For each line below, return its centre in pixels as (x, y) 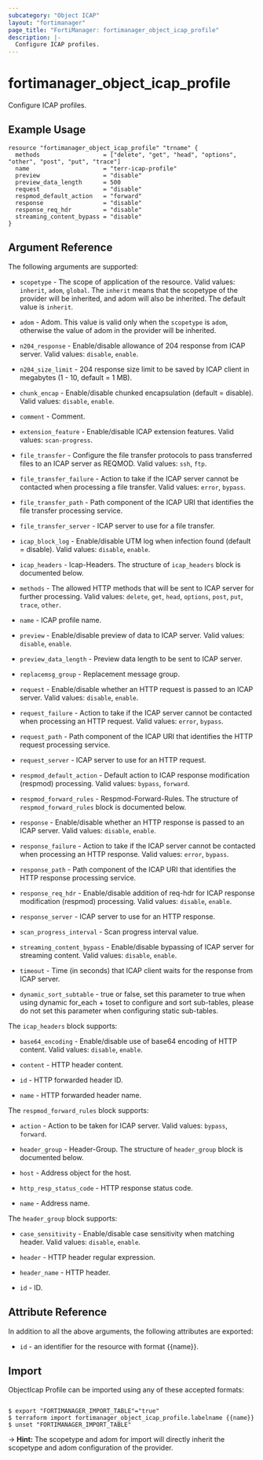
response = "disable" (79, 203)
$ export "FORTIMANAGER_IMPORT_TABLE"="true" (84, 1411)
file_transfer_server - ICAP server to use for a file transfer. (117, 525)
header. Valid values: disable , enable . (80, 1242)
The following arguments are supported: (73, 266)
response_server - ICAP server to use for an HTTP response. (117, 917)
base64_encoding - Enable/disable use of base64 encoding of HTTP (128, 1041)
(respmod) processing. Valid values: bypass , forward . (104, 783)
